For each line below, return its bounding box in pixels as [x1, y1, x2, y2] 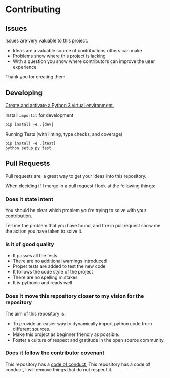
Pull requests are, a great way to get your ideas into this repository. [5, 173, 147, 179]
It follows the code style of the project [12, 269, 93, 275]
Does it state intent [5, 196, 54, 203]
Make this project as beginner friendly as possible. [12, 331, 119, 338]
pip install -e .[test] [5, 141, 56, 146]
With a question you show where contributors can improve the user [12, 58, 155, 65]
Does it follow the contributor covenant [5, 349, 105, 356]
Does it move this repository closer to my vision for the [5, 292, 144, 300]
